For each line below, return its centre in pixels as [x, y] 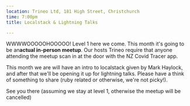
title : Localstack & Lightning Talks [52, 22]
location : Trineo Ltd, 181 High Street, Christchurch [73, 11]
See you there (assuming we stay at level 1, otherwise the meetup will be [94, 91]
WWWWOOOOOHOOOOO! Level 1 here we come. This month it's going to [95, 44]
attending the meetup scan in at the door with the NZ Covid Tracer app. [92, 56]
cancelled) [19, 97]
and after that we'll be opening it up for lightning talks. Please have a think [95, 74]
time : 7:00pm [22, 17]
